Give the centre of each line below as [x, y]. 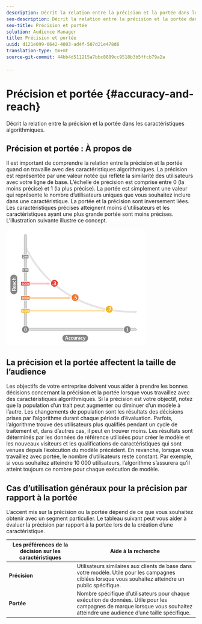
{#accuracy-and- [150, 94]
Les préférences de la [40, 545]
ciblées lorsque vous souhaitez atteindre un [130, 579]
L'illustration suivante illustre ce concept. [57, 221]
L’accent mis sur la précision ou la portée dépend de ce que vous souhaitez [100, 512]
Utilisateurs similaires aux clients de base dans [134, 566]
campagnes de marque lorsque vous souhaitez [135, 606]
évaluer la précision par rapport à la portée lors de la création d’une [90, 525]
